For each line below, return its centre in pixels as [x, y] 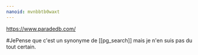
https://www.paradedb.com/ [41, 29]
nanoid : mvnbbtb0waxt [33, 12]
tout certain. [21, 47]
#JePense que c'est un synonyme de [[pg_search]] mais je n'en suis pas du [99, 40]
